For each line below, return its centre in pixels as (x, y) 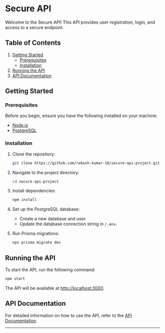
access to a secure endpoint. (34, 27)
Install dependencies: (34, 191)
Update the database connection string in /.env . (68, 224)
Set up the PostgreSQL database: (46, 209)
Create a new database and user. (53, 219)
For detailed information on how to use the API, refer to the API (69, 315)
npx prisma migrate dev (37, 242)
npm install (24, 200)
